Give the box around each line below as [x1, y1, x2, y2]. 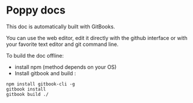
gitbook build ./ [6, 91, 49, 97]
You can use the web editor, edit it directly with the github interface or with [6, 34, 188, 41]
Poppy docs [6, 4, 66, 17]
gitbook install [6, 86, 46, 92]
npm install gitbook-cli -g [6, 81, 76, 87]
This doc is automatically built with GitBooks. [6, 23, 115, 30]
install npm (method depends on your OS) [14, 63, 117, 71]
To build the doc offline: [6, 52, 64, 59]
